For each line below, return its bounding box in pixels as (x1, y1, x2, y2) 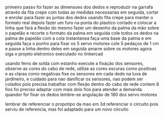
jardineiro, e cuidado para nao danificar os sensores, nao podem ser (5, 76, 143, 82)
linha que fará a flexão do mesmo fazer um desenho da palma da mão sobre (5, 25, 160, 31)
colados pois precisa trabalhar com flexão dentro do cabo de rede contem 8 (5, 81, 160, 87)
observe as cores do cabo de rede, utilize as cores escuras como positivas (5, 66, 157, 71)
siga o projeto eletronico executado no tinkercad (5, 51, 103, 57)
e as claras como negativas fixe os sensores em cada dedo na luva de (5, 71, 147, 76)
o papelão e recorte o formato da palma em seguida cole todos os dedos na (5, 30, 159, 36)
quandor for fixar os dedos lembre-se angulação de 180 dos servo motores (5, 92, 157, 97)
